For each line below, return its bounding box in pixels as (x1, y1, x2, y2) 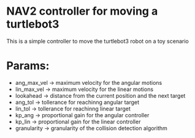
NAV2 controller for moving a (6, 4, 158, 18)
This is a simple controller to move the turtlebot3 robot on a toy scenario (6, 37, 189, 45)
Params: (6, 59, 50, 73)
